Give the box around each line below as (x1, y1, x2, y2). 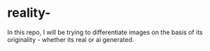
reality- (7, 5, 51, 21)
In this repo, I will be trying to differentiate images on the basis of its (7, 28, 203, 36)
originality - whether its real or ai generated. (7, 35, 134, 43)
